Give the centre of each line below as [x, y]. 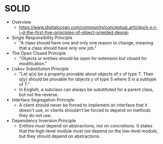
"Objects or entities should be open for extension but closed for [83, 58]
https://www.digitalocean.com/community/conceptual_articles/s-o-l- [88, 27]
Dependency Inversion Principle [44, 121]
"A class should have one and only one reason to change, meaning [86, 42]
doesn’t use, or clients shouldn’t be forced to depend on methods [85, 110]
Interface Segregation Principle [43, 100]
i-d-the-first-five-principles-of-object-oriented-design [74, 32]
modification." [33, 63]
